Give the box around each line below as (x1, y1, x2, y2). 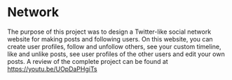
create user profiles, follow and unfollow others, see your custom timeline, (7, 42, 221, 51)
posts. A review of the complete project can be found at (7, 57, 168, 65)
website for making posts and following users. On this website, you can (7, 34, 213, 43)
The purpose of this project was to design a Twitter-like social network (7, 27, 212, 36)
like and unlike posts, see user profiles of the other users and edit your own (7, 50, 226, 58)
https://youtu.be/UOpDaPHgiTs (7, 65, 97, 73)
